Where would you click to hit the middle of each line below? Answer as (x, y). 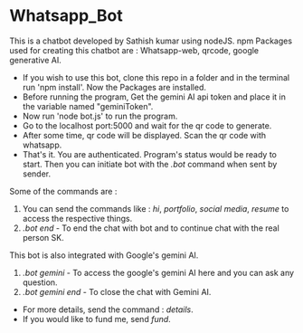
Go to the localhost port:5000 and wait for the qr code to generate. (147, 125)
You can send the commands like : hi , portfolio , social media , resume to (156, 208)
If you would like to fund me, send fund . (97, 319)
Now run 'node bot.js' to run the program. (100, 116)
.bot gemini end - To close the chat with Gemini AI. (117, 291)
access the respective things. (77, 218)
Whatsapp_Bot (66, 16)
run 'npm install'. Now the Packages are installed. (114, 87)
